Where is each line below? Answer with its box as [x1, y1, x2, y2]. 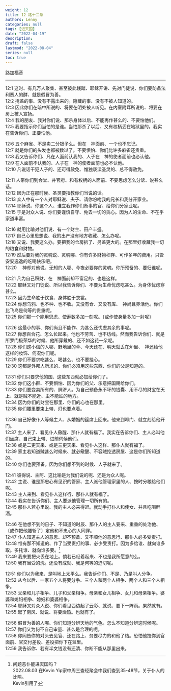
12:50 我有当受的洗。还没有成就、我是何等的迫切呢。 [5, 560, 116, 566]
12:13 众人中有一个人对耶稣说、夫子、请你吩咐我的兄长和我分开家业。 [5, 196, 151, 202]
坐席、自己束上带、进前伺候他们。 [9, 436, 81, 442]
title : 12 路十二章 [5, 12, 44, 17]
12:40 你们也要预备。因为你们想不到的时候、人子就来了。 [5, 461, 126, 467]
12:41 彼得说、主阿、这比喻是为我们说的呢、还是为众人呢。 [5, 472, 129, 478]
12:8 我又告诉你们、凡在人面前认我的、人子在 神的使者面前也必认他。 [5, 154, 154, 160]
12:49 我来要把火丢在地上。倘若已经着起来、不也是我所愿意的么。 [5, 554, 143, 560]
